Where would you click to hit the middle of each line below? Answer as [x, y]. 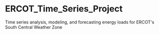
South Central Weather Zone [34, 27]
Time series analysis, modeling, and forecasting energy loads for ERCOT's [80, 22]
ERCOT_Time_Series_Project [64, 9]
